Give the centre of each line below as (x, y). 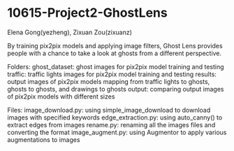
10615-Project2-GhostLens (87, 13)
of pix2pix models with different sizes (61, 96)
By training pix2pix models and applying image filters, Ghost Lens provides (115, 45)
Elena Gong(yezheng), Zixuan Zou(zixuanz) (70, 32)
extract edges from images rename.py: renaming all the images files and (111, 124)
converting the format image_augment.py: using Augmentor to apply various (117, 132)
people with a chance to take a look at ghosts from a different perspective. (115, 53)
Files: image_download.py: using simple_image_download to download (109, 110)
